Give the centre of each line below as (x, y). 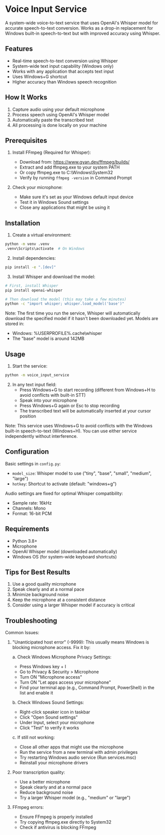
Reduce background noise (46, 792)
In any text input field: (34, 385)
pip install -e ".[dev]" (31, 267)
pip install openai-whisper (34, 290)
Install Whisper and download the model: (54, 277)
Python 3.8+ (25, 541)
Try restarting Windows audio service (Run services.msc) (78, 757)
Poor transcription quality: (39, 772)
